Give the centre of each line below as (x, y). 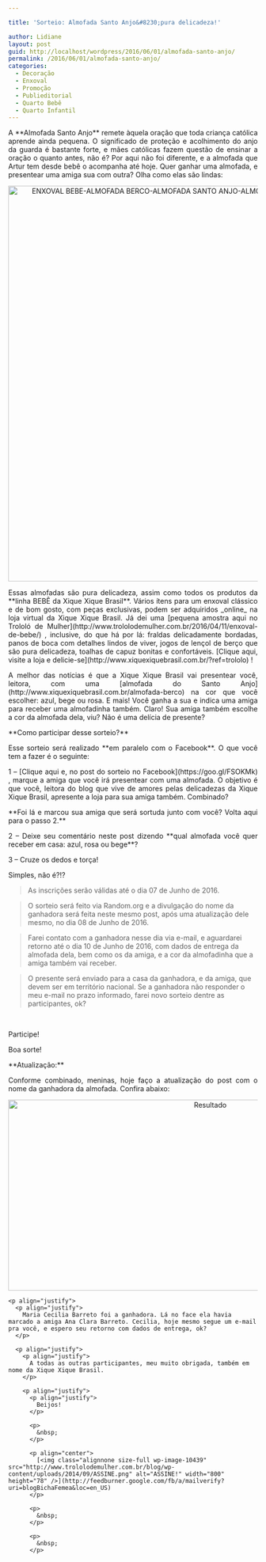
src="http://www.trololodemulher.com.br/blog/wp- (92, 1467)
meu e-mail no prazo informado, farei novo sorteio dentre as (126, 995)
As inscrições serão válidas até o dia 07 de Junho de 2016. (123, 890)
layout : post (30, 44)
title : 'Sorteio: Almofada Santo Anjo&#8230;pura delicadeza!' (115, 22)
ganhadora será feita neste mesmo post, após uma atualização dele (138, 914)
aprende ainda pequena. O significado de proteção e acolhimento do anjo (133, 141)
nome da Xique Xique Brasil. (56, 1371)
